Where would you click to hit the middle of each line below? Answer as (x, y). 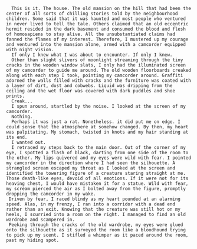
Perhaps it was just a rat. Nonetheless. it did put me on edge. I (96, 122)
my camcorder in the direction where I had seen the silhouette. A (91, 163)
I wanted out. (29, 142)
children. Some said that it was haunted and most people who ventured (96, 19)
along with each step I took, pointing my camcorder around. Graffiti (95, 75)
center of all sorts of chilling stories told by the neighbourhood (92, 14)
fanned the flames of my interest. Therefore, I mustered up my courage (97, 39)
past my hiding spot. (33, 240)
